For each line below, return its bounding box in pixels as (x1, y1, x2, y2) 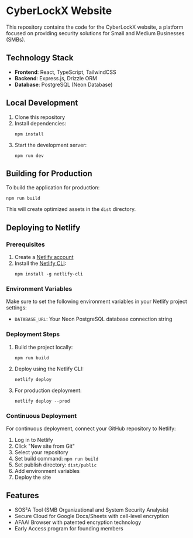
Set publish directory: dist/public (14, 461, 97, 468)
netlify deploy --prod (14, 398, 70, 404)
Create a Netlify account (14, 254, 74, 261)
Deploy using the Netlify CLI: (14, 365, 84, 372)
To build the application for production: (6, 184, 100, 191)
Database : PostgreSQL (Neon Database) (14, 81, 113, 88)
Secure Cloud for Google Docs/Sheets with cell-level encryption (14, 512, 170, 519)
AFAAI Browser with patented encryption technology (14, 519, 142, 526)
